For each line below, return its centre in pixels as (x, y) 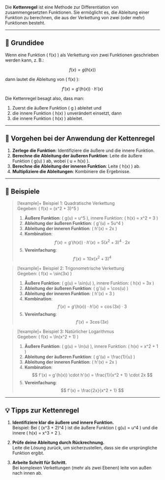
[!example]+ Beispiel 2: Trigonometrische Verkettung (70, 268)
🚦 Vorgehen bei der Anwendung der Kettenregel (80, 138)
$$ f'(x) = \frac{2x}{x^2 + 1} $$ (92, 390)
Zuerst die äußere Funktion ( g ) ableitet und (57, 108)
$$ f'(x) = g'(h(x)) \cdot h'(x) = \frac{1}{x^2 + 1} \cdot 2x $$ (92, 375)
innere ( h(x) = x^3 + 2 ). (37, 433)
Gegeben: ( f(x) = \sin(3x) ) (44, 273)
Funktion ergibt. (28, 453)
